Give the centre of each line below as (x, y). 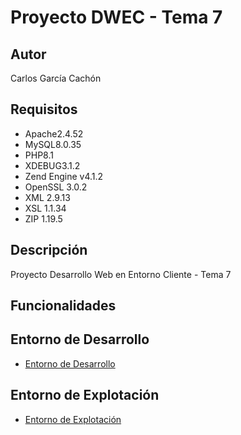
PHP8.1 (39, 155)
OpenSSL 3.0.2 (56, 187)
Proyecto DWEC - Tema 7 (116, 17)
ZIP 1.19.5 (43, 218)
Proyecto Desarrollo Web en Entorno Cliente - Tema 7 (121, 274)
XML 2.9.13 (47, 197)
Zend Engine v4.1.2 (64, 176)
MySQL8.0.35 (53, 144)
